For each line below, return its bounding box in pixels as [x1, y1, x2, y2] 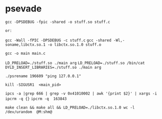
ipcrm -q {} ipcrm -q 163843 [5, 96, 67, 101]
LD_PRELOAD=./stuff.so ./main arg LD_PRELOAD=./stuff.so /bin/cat [5, 60, 145, 65]
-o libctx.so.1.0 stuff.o [47, 42, 101, 47]
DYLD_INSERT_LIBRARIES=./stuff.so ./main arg [5, 65, 101, 70]
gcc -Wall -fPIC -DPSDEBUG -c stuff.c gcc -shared [5, 38, 112, 43]
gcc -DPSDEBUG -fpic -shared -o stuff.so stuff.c [5, 19, 111, 24]
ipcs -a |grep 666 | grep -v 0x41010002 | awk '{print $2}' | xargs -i [5, 91, 157, 96]
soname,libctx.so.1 [5, 42, 46, 47]
